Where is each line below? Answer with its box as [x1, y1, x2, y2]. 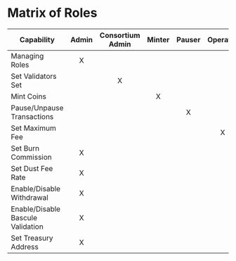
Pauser [176, 34, 201, 44]
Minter [147, 34, 170, 44]
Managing [11, 51, 44, 61]
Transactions [11, 111, 54, 121]
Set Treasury [11, 233, 53, 243]
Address [11, 241, 39, 251]
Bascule [11, 212, 37, 222]
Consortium [99, 30, 140, 40]
